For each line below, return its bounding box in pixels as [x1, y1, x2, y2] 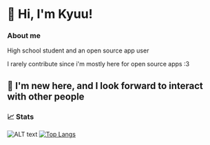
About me [7, 31, 41, 41]
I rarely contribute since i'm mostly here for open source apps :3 [7, 60, 190, 68]
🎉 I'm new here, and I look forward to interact [7, 79, 203, 92]
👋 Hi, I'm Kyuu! [7, 6, 93, 22]
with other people [7, 90, 85, 102]
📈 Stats [7, 112, 34, 122]
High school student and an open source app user [7, 46, 149, 55]
